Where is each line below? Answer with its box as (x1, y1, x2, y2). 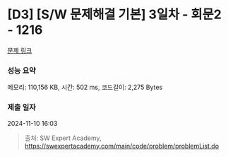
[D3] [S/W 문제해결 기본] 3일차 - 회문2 (7, 6, 222, 23)
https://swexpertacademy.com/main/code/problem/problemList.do (24, 141, 220, 150)
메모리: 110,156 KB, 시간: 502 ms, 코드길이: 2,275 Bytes (7, 83, 163, 92)
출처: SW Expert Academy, (24, 134, 102, 142)
